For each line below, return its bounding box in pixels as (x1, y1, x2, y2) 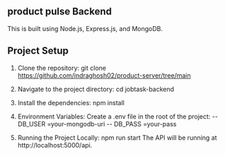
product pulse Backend (7, 6, 112, 18)
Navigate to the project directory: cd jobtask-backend (17, 85, 175, 93)
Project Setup (7, 45, 69, 57)
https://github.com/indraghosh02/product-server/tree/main (17, 71, 191, 80)
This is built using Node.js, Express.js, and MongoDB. (7, 24, 163, 32)
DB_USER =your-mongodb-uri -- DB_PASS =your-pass (17, 119, 177, 128)
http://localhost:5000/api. (17, 140, 93, 149)
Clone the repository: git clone (17, 64, 106, 72)
